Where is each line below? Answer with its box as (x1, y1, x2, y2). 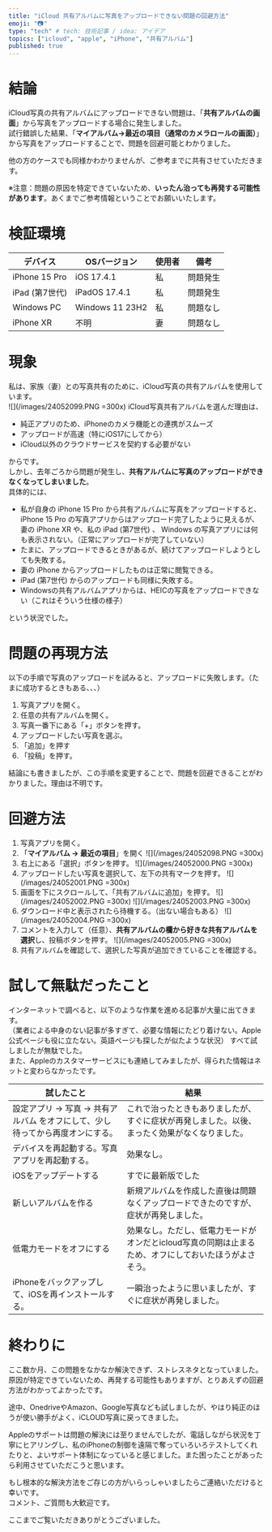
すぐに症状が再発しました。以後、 (126, 1115, 257, 1126)
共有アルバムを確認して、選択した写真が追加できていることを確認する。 (19, 945, 261, 955)
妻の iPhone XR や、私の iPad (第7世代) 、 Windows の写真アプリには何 (19, 524, 258, 534)
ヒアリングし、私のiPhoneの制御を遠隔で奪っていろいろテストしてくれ (22, 1439, 257, 1449)
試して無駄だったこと (8, 977, 151, 995)
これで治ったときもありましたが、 (126, 1103, 257, 1114)
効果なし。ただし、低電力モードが (126, 1224, 257, 1236)
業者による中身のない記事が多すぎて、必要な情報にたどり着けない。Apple (15, 1025, 261, 1035)
